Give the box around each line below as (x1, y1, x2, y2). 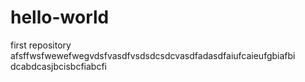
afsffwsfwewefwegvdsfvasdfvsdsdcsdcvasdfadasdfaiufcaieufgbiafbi (10, 49, 296, 61)
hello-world (10, 6, 110, 29)
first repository (10, 39, 72, 51)
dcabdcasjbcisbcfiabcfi (10, 60, 107, 72)
